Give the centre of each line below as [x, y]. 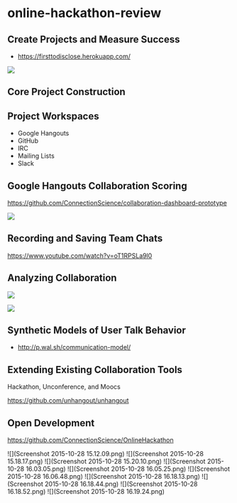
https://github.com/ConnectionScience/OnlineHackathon [90, 440]
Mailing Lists [36, 156]
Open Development [51, 423]
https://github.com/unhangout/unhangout [68, 401]
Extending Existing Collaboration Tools [95, 370]
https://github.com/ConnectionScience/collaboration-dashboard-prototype [117, 203]
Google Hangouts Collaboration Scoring [97, 186]
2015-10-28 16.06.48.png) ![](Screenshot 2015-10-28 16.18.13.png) [104, 477]
